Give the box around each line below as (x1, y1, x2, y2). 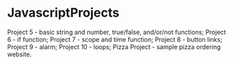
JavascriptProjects (7, 5, 120, 21)
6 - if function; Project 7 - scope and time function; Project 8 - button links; (7, 35, 223, 43)
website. (7, 50, 32, 58)
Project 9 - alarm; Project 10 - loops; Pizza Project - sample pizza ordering (7, 42, 221, 51)
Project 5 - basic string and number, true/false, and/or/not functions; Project (7, 28, 227, 36)
